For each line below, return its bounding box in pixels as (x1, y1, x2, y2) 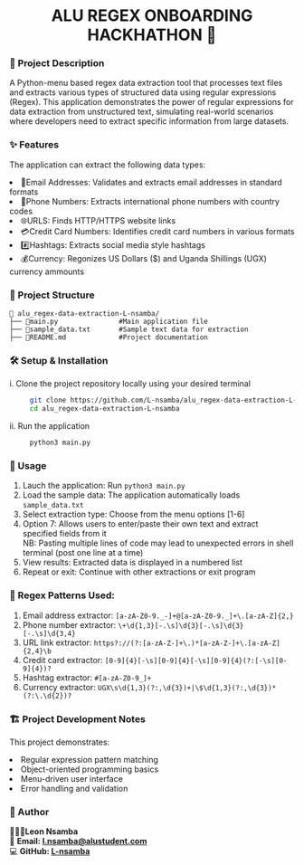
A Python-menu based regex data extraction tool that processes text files (9, 78, 283, 89)
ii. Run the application (9, 421, 90, 432)
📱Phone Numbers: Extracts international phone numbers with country (21, 195, 280, 206)
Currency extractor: (22, 681, 97, 692)
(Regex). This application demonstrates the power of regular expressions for (9, 97, 294, 108)
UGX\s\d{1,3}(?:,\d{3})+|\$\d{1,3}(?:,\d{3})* (98, 683, 277, 692)
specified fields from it (22, 528, 107, 539)
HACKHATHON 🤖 (87, 24, 217, 45)
